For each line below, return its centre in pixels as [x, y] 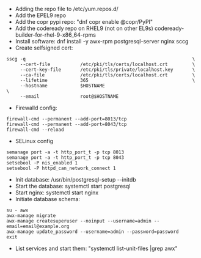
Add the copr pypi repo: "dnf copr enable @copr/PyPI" [84, 22]
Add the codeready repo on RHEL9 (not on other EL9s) [84, 28]
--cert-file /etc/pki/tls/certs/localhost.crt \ [108, 64]
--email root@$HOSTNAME [69, 97]
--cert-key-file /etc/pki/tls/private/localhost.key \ [108, 70]
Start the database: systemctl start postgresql [73, 186]
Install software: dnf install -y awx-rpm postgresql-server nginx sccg [102, 41]
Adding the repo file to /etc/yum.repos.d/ [67, 9]
